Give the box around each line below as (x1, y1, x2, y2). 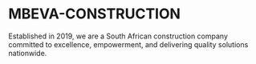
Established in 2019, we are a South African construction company (8, 31, 229, 41)
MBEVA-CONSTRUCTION (8, 5, 181, 23)
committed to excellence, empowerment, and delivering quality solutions (8, 39, 249, 49)
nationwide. (8, 48, 47, 58)
